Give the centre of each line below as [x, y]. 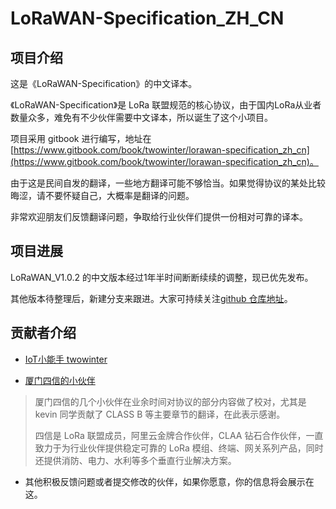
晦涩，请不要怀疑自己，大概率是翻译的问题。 [102, 195]
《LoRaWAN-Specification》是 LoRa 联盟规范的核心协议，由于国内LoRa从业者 [166, 105]
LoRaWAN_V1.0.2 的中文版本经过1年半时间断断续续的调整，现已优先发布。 [162, 277]
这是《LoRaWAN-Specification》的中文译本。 [104, 83]
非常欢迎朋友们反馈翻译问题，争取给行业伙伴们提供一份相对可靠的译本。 [159, 216]
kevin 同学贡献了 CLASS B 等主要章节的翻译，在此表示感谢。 [160, 414]
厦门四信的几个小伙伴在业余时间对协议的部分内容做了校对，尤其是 [170, 401]
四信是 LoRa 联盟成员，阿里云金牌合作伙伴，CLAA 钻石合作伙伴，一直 [179, 435]
